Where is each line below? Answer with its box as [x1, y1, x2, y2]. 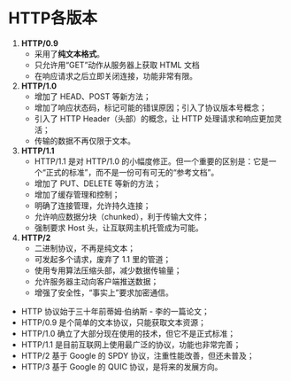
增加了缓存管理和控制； [34, 189, 120, 199]
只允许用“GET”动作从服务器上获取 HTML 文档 [34, 59, 200, 70]
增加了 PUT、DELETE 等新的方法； [34, 178, 162, 189]
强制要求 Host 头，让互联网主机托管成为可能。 [34, 222, 204, 233]
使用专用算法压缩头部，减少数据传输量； [34, 265, 182, 276]
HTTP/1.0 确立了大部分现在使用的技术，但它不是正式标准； [20, 328, 236, 338]
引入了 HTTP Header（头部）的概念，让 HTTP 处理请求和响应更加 [34, 113, 275, 124]
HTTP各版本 [8, 8, 98, 28]
